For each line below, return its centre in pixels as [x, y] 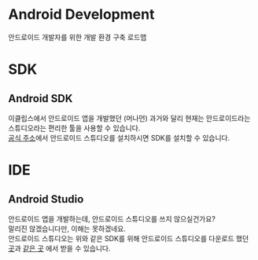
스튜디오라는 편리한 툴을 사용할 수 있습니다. [74, 128]
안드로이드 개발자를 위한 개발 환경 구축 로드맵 [77, 37]
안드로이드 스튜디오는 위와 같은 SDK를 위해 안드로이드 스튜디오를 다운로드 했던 [129, 238]
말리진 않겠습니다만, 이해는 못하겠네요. [67, 229]
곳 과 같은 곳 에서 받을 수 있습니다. [59, 248]
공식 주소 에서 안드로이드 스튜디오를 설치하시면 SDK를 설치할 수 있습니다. [119, 137]
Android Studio [46, 199]
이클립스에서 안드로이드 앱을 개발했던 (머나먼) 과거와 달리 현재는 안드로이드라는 [129, 118]
